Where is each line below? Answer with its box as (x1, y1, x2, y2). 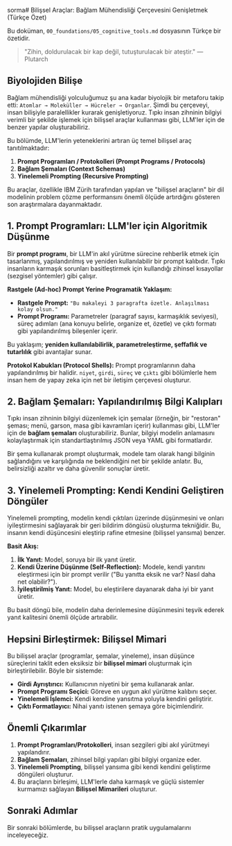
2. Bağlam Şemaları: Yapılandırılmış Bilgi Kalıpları (7, 396, 223, 408)
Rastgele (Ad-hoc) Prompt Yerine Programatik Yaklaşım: (7, 285, 172, 294)
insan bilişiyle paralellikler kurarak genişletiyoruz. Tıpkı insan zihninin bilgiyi (7, 108, 222, 117)
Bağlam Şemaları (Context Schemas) (17, 164, 126, 173)
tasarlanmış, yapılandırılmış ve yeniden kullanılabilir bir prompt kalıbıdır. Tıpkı (7, 257, 225, 265)
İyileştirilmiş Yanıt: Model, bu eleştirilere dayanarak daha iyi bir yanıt (17, 585, 214, 593)
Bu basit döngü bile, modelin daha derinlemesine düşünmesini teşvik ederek (7, 606, 224, 614)
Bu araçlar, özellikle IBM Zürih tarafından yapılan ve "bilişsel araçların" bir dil (7, 185, 224, 194)
